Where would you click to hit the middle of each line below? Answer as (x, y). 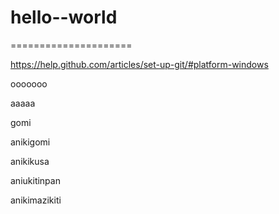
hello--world (64, 17)
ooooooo (29, 83)
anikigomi (30, 142)
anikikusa (30, 161)
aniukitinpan (35, 180)
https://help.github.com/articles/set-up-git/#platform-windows (139, 64)
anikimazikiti (36, 200)
